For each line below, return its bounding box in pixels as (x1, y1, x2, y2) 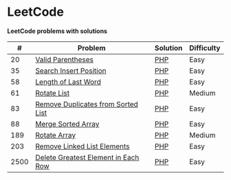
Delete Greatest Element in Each (35, 153, 140, 162)
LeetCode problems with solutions (7, 27, 108, 35)
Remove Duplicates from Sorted (35, 99, 139, 109)
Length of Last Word (35, 77, 102, 87)
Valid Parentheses (35, 54, 94, 64)
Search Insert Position (35, 66, 107, 76)
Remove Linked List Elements (35, 142, 130, 151)
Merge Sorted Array (35, 119, 100, 128)
